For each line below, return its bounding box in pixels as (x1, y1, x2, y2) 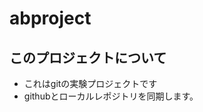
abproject (9, 7, 92, 30)
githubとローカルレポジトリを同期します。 (23, 90, 199, 102)
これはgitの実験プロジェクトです (23, 78, 158, 89)
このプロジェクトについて (9, 49, 167, 66)
